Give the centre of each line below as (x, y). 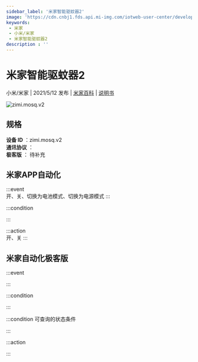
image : (14, 17)
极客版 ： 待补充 (26, 154)
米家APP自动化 (33, 175)
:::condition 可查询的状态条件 (41, 319)
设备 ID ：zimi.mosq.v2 (34, 140)
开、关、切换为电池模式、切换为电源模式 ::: (58, 196)
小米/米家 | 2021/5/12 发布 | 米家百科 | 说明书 (60, 92)
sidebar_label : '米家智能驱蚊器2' (45, 11)
